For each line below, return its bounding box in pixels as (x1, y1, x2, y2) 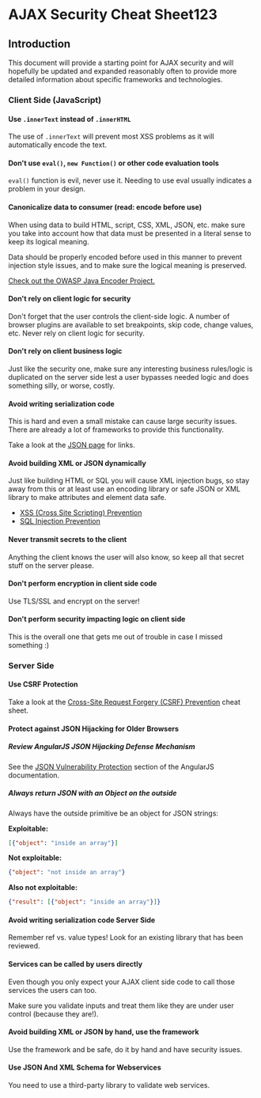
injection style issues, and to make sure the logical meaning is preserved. (8, 260, 248, 270)
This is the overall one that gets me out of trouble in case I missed (8, 631, 223, 642)
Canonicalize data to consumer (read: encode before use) (8, 202, 202, 211)
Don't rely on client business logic (8, 346, 123, 356)
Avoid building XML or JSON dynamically (8, 458, 146, 468)
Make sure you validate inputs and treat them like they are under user (8, 1001, 235, 1010)
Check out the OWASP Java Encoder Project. (8, 275, 156, 286)
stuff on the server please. (8, 560, 95, 570)
